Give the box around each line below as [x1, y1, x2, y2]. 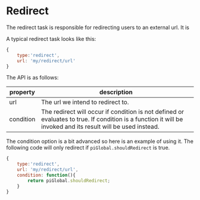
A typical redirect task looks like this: [6, 35, 96, 42]
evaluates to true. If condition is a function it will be [41, 115, 183, 123]
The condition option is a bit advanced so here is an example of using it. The [6, 138, 193, 145]
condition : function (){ [17, 172, 76, 179]
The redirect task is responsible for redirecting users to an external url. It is [6, 24, 189, 31]
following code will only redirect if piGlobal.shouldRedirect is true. [6, 144, 170, 151]
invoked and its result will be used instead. [41, 123, 160, 131]
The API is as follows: [6, 74, 59, 81]
